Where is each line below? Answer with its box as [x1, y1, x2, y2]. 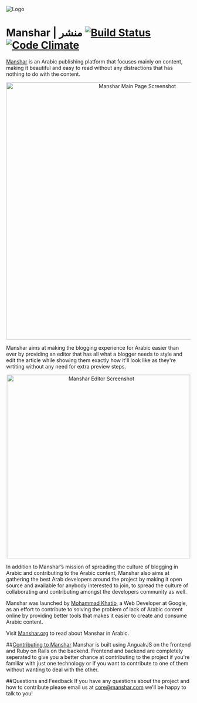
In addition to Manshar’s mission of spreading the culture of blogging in [6, 563, 178, 570]
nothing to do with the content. [6, 71, 81, 78]
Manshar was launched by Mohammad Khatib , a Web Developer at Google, [6, 600, 188, 607]
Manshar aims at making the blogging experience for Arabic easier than [6, 344, 179, 351]
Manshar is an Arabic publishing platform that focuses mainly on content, [6, 58, 183, 65]
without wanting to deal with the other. [6, 666, 99, 673]
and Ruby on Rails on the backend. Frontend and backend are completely [6, 647, 184, 654]
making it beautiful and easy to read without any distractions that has [6, 64, 173, 71]
